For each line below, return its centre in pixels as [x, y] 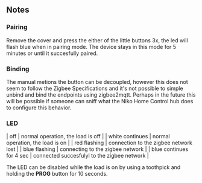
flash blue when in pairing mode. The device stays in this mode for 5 [91, 47]
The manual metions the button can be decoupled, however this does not [97, 82]
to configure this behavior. [39, 108]
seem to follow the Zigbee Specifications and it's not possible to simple [95, 88]
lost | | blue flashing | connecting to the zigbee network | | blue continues [97, 149]
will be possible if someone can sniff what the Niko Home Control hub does [100, 101]
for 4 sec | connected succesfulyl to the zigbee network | [77, 156]
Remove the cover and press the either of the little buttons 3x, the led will [97, 40]
